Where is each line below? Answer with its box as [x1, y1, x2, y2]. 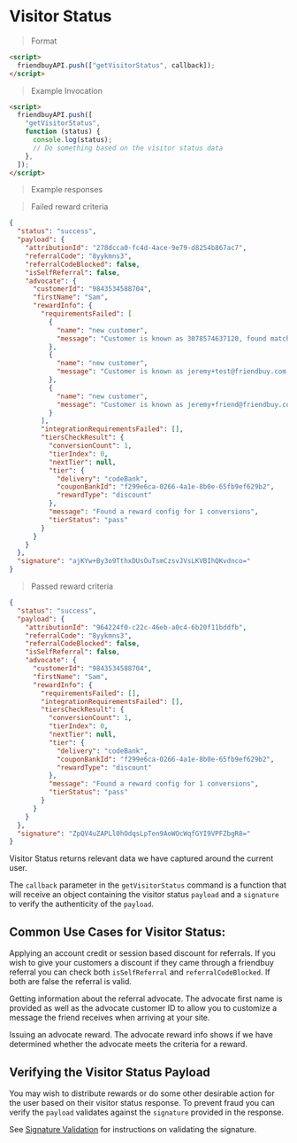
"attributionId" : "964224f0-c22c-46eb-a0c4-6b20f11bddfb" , [25, 622, 247, 631]
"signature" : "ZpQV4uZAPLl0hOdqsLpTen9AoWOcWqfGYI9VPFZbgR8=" [17, 829, 251, 838]
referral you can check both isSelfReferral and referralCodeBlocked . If [9, 967, 271, 977]
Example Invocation [30, 85, 103, 96]
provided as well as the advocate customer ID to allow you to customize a [9, 1003, 278, 1014]
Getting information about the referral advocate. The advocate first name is [9, 993, 283, 1004]
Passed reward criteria [30, 581, 113, 591]
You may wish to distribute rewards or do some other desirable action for [9, 1088, 276, 1099]
